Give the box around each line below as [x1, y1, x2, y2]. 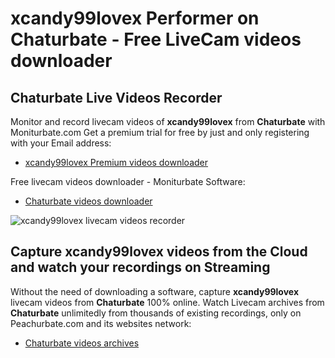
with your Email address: [10, 137, 112, 149]
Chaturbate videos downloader [24, 195, 153, 207]
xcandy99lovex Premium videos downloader [24, 157, 209, 168]
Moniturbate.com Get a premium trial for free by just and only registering [10, 127, 310, 138]
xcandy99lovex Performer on [10, 7, 260, 30]
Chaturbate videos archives [24, 337, 140, 349]
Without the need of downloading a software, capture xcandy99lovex [10, 285, 300, 297]
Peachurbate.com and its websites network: [10, 317, 192, 329]
